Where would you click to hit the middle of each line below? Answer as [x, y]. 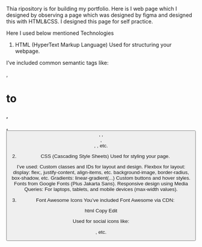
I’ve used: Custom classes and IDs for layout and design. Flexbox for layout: [101, 167]
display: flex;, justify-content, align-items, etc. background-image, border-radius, [101, 173]
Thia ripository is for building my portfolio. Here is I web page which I [92, 9]
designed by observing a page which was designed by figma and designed [99, 15]
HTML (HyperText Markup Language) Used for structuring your [93, 45]
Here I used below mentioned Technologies [60, 33]
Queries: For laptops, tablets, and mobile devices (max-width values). [101, 190]
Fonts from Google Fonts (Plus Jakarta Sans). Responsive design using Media [101, 184]
